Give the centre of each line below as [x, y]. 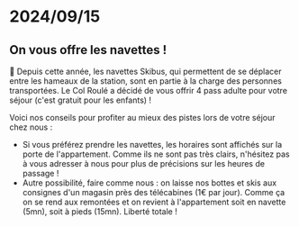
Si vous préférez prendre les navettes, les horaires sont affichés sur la [152, 145]
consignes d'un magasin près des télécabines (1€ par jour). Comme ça [154, 192]
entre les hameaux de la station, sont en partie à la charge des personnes [145, 81]
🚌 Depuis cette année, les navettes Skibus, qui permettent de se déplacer [145, 71]
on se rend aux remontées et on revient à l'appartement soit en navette [154, 202]
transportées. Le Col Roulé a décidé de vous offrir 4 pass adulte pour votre [149, 90]
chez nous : [31, 127]
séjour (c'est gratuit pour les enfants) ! [80, 100]
